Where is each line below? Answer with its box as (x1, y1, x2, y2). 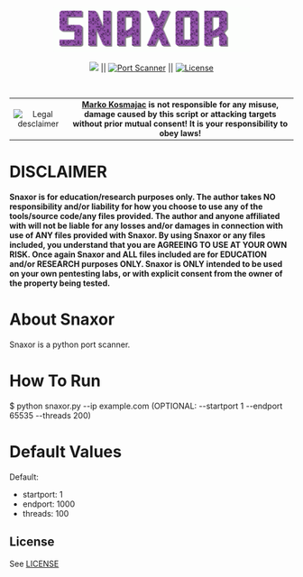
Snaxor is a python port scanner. (9, 339, 131, 350)
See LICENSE (9, 558, 60, 569)
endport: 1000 (22, 499, 75, 509)
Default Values (9, 442, 122, 463)
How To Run (9, 371, 101, 391)
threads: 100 (22, 508, 69, 518)
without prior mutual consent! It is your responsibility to (72, 118, 289, 129)
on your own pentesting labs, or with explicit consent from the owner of (9, 269, 283, 279)
